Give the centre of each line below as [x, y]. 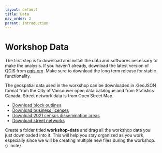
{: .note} [13, 146]
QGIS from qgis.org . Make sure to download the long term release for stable [81, 71]
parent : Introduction [27, 23]
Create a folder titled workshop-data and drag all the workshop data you [78, 130]
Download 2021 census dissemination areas [56, 116]
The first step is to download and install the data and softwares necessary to [81, 61]
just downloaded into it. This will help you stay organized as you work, [75, 135]
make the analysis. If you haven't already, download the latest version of [77, 66]
